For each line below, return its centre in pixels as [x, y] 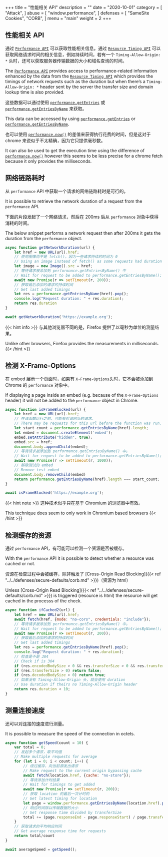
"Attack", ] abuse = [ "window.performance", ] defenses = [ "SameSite [77, 13]
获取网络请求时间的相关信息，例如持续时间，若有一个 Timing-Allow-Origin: [83, 55]
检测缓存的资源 [28, 535]
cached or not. [20, 564]
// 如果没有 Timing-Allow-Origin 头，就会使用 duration [70, 680]
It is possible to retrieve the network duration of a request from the [74, 201]
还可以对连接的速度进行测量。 [36, 723]
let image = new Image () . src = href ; [53, 266]
